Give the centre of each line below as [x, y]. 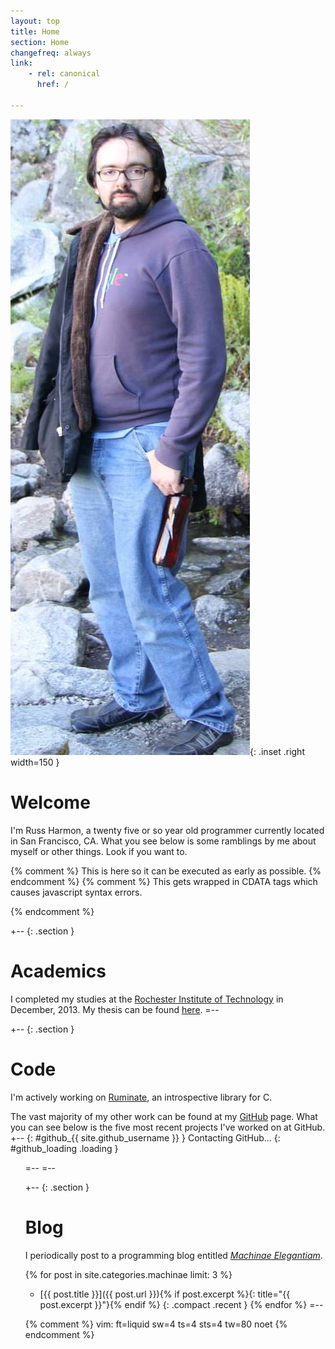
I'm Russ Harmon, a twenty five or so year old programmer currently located [167, 830]
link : [21, 63]
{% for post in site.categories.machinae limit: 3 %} [128, 1274]
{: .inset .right [277, 751]
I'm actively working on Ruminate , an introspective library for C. [141, 1097]
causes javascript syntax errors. [76, 892]
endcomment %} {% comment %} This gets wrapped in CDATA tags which [164, 881]
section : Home [40, 42]
